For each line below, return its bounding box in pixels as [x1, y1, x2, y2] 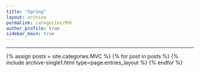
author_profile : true [6, 25, 60, 32]
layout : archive [6, 14, 46, 20]
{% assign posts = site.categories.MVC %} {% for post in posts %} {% [6, 53, 179, 60]
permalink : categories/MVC [6, 20, 73, 26]
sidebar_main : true [6, 31, 55, 37]
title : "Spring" [6, 8, 46, 15]
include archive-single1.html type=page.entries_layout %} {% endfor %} [6, 59, 183, 66]
